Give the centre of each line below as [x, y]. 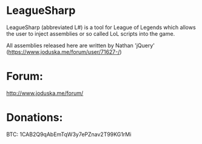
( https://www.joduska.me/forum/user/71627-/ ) [64, 51]
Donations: [35, 118]
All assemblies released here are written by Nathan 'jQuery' [81, 45]
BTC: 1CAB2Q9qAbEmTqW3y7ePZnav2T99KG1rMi [69, 134]
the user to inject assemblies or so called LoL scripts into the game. [91, 33]
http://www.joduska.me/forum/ [45, 93]
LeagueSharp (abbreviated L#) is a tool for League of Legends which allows [101, 27]
